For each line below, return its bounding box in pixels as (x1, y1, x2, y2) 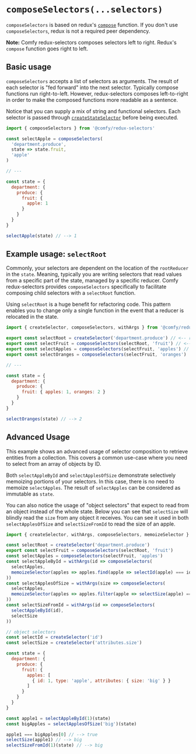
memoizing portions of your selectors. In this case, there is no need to (6, 477, 174, 485)
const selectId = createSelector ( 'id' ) (6, 634, 103, 640)
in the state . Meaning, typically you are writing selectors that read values (6, 271, 182, 278)
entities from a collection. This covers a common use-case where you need (6, 454, 188, 461)
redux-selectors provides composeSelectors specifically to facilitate (6, 283, 167, 291)
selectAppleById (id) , (11, 608, 64, 613)
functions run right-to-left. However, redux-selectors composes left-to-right (6, 90, 188, 97)
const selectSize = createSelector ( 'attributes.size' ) (6, 640, 142, 646)
